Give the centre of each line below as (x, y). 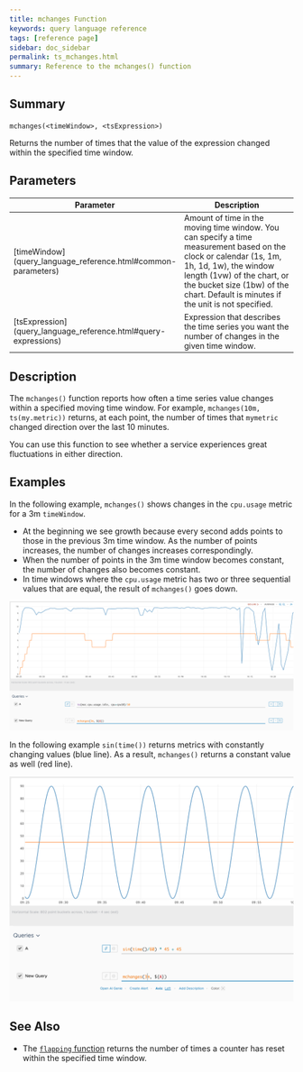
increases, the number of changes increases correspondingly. (138, 550)
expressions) (37, 341)
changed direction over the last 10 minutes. (89, 426)
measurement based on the (235, 247)
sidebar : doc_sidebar (50, 48)
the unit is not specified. (229, 304)
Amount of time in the (224, 218)
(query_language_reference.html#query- (89, 331)
